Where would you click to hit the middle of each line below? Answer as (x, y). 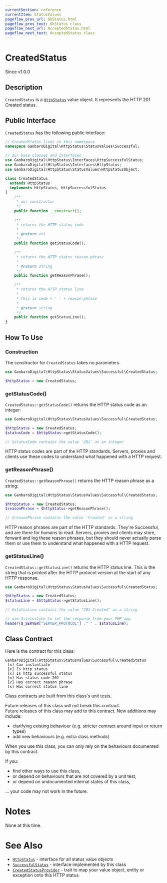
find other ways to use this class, (46, 771)
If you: (12, 761)
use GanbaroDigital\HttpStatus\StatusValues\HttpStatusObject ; (72, 169)
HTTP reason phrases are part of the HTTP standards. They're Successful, (82, 527)
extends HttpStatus (30, 183)
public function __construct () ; (48, 211)
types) (19, 731)
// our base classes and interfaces (43, 156)
